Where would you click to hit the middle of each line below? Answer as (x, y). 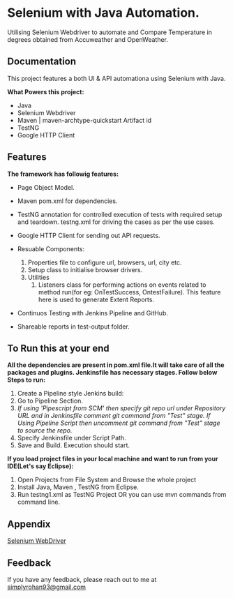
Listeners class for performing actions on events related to (122, 285)
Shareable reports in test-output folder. (74, 327)
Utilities (39, 277)
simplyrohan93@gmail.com (46, 587)
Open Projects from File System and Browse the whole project (107, 480)
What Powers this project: (46, 91)
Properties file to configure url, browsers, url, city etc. (105, 262)
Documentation (42, 62)
